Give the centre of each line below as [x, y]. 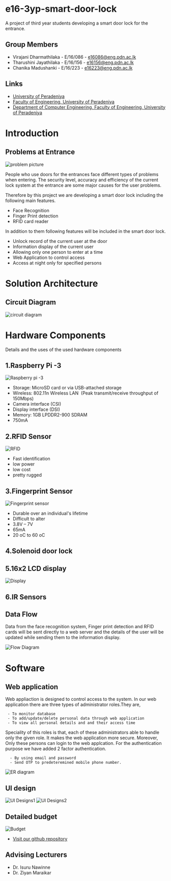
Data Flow [21, 614]
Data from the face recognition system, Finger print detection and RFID [80, 627]
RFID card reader [31, 221]
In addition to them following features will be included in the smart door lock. [85, 231]
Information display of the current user [53, 247]
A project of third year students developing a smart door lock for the [77, 23]
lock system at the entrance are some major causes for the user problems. [83, 185]
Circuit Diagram [31, 302]
